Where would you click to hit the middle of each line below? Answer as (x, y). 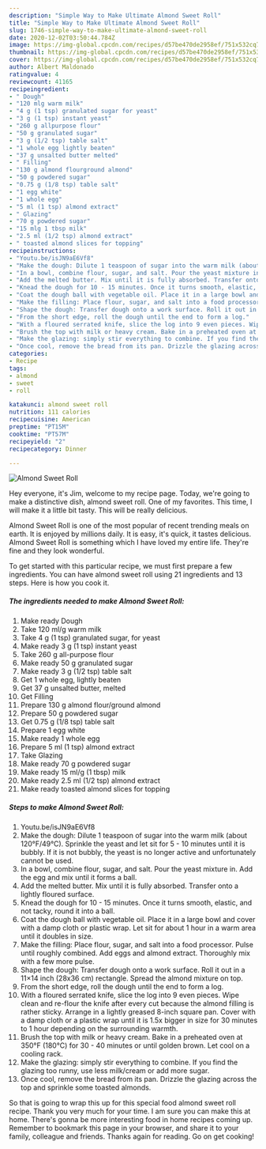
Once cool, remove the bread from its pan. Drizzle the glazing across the (139, 1079)
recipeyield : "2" (37, 441)
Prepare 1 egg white (53, 730)
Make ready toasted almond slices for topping (95, 789)
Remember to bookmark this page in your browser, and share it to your (124, 1128)
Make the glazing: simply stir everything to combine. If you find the (129, 1062)
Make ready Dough (52, 621)
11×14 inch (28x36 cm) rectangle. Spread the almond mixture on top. (132, 978)
